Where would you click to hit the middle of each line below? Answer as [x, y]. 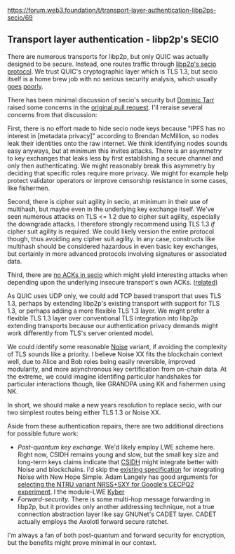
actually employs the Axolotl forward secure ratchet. [93, 521]
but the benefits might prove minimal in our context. [82, 542]
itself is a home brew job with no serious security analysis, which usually [112, 79]
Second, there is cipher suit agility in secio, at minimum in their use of [108, 201]
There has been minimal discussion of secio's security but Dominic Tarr [111, 100]
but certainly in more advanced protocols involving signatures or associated [117, 254]
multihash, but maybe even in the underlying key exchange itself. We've [111, 209]
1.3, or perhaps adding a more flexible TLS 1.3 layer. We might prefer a [108, 311]
